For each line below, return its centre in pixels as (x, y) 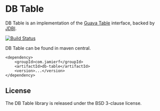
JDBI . (11, 28)
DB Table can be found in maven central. (48, 48)
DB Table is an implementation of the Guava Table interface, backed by (80, 23)
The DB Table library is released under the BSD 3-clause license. (74, 103)
